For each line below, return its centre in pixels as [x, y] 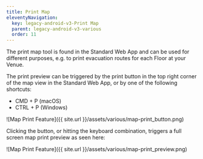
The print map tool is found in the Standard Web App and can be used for [98, 52]
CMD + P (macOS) [38, 101]
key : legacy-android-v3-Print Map [55, 23]
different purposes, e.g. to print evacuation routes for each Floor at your [96, 58]
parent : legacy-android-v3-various [57, 29]
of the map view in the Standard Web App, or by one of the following [92, 83]
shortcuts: [19, 89]
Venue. [15, 65]
